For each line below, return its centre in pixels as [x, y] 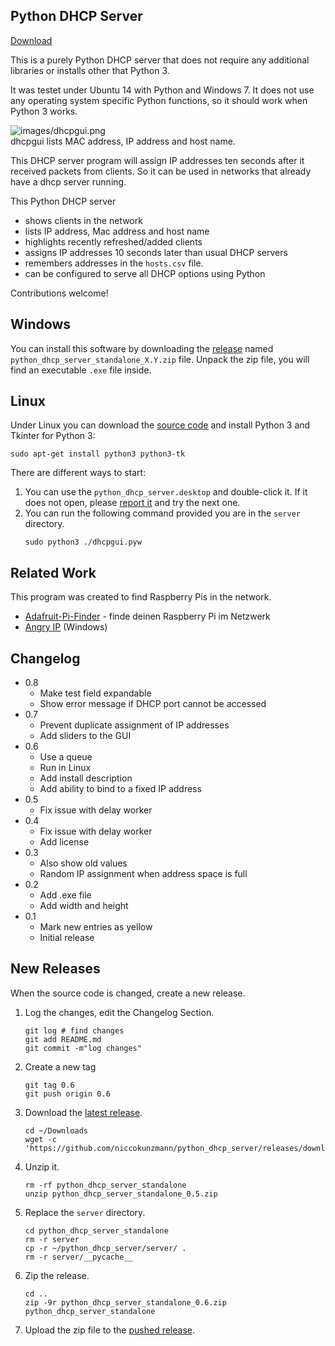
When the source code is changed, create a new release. [128, 993]
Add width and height [84, 906]
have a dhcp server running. [68, 181]
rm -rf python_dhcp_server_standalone [105, 1185]
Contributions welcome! [59, 293]
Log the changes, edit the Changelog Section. [119, 1012]
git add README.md [63, 1039]
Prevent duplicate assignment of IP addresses [134, 725]
